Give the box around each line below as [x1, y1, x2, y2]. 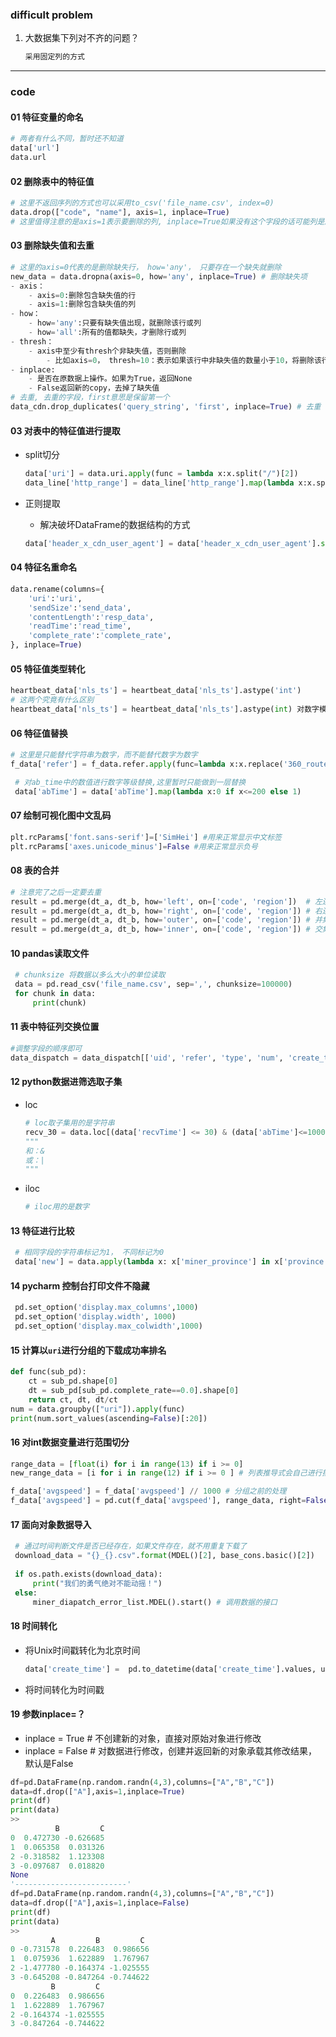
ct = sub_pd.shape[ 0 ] [28, 1376, 118, 1387]
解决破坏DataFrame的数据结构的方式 [39, 518, 191, 530]
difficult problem [10, 8, 94, 22]
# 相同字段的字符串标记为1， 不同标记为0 [14, 1248, 165, 1258]
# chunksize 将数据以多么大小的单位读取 [14, 970, 166, 980]
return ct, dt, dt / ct [28, 1394, 118, 1405]
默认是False [24, 1757, 74, 1769]
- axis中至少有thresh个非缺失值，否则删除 [28, 346, 187, 356]
